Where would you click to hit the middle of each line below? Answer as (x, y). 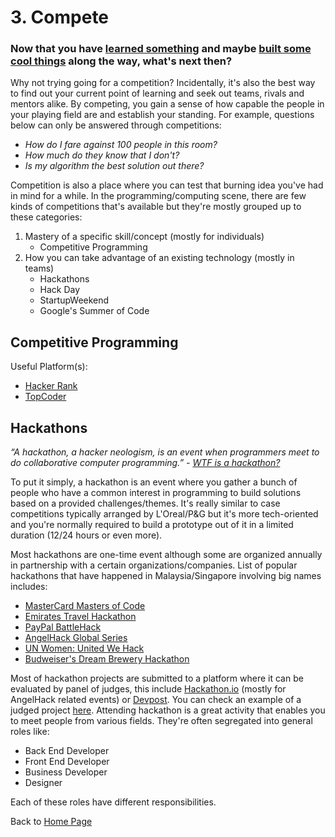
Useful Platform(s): (49, 367)
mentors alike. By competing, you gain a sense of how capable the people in (167, 104)
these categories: (46, 217)
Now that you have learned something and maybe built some (161, 49)
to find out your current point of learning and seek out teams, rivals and (157, 93)
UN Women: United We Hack (84, 648)
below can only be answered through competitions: (116, 125)
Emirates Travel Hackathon (80, 617)
